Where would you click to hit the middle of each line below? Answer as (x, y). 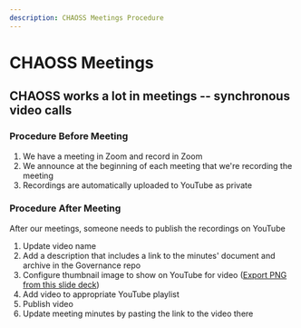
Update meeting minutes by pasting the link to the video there (138, 313)
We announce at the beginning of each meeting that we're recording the (157, 165)
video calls (41, 110)
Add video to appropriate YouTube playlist (101, 294)
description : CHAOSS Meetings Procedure (87, 18)
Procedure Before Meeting (69, 136)
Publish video (48, 303)
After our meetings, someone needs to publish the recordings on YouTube (147, 228)
